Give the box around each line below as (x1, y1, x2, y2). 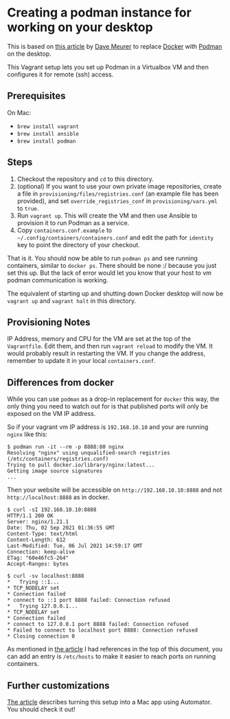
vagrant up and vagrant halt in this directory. (7, 296, 136, 304)
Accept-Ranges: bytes (7, 561, 69, 567)
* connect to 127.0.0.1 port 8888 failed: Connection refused (7, 621, 189, 628)
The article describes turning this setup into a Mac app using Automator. (7, 698, 212, 706)
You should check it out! (7, 705, 76, 713)
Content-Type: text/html (7, 530, 78, 538)
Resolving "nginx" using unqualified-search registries (7, 450, 170, 457)
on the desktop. (7, 50, 51, 58)
